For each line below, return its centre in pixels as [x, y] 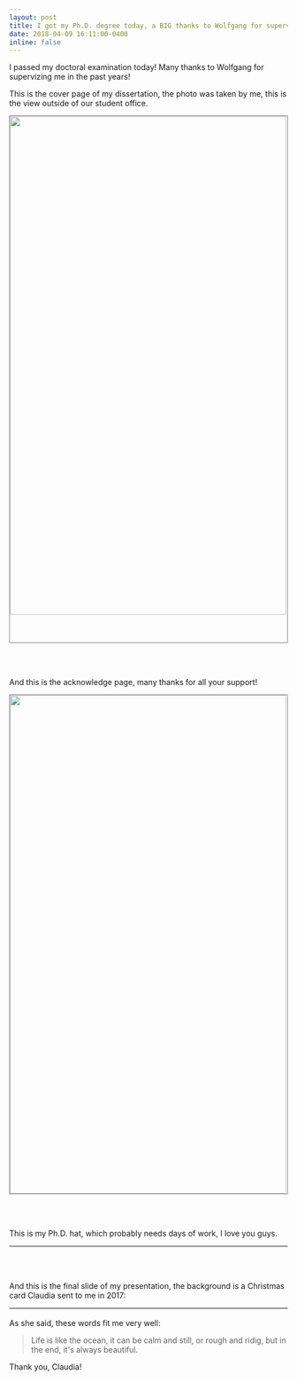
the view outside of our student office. [79, 104]
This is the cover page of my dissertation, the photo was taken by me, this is [148, 94]
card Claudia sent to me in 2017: [68, 1296]
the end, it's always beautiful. [84, 1350]
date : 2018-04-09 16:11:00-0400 [69, 34]
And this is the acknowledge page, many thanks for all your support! [133, 683]
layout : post [33, 17]
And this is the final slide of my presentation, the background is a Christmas [147, 1286]
